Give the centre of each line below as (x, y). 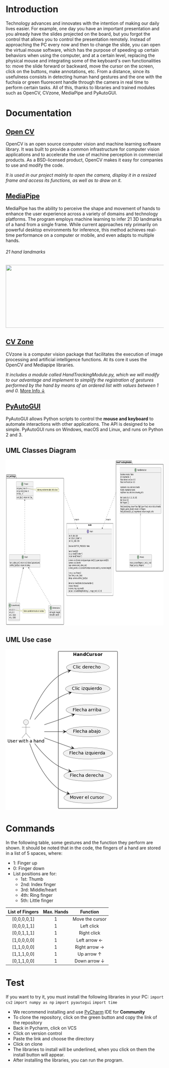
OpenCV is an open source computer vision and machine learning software (83, 144)
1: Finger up (25, 863)
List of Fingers (23, 912)
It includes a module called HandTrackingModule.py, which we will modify (82, 374)
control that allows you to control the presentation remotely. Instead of (78, 39)
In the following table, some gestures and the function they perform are (79, 843)
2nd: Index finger (38, 885)
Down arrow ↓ (90, 961)
